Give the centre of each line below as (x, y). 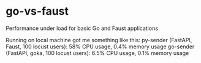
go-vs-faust (37, 11)
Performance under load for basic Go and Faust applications (82, 28)
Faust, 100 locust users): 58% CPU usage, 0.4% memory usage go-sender (100, 46)
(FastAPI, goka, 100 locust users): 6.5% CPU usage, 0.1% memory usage (97, 53)
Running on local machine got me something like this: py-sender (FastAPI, (99, 40)
